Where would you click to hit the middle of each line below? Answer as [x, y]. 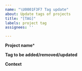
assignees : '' [20, 28]
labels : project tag [26, 23]
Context [13, 64]
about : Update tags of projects [38, 14]
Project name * [20, 45]
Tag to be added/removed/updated [41, 55]
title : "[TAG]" [20, 18]
